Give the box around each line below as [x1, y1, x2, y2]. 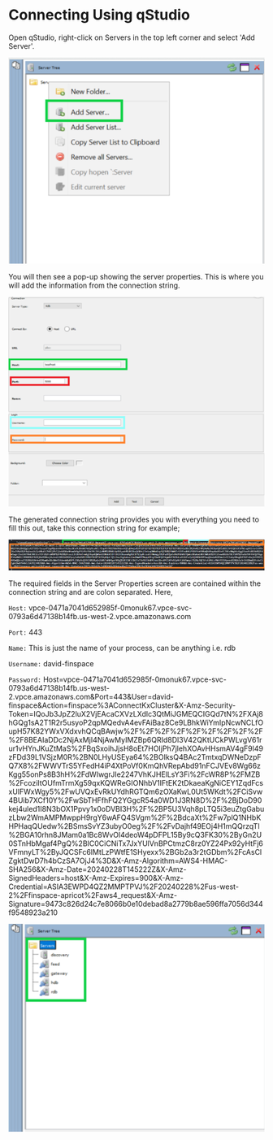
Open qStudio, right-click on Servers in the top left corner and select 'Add [8, 33, 256, 42]
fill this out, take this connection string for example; [8, 523, 180, 533]
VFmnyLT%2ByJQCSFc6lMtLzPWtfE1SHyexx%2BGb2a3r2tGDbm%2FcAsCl [8, 847, 262, 856]
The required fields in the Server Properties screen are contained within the [8, 579, 262, 588]
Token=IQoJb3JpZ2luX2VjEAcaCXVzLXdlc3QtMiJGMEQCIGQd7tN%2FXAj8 [8, 709, 264, 718]
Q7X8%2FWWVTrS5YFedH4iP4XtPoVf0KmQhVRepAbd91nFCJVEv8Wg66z [8, 761, 262, 770]
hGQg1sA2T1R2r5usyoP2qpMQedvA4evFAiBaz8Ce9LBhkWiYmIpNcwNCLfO [8, 717, 264, 727]
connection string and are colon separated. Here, [8, 587, 173, 596]
